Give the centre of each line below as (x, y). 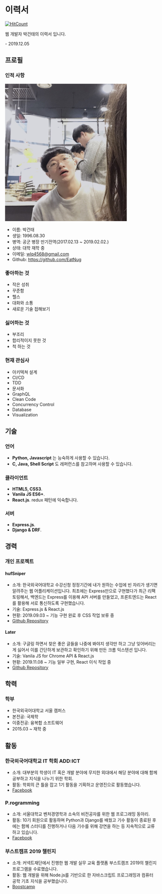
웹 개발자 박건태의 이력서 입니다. (36, 34)
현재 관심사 (17, 360)
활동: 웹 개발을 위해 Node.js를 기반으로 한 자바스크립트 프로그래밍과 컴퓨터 (83, 875)
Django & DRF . (27, 530)
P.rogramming (22, 803)
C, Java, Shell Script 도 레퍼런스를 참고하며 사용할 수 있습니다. (72, 464)
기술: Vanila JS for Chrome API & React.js (53, 656)
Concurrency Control (33, 404)
